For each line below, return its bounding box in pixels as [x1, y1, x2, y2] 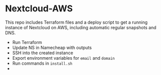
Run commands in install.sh [12, 60, 73, 66]
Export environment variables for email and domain [12, 55, 115, 61]
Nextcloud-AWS [5, 3, 73, 14]
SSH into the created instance [12, 50, 73, 56]
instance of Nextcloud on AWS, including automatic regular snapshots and [5, 24, 157, 30]
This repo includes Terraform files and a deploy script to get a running [5, 19, 148, 25]
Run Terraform [12, 39, 42, 45]
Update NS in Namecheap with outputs [12, 44, 92, 50]
